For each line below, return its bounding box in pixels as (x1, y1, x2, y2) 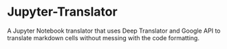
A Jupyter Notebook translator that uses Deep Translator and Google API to (7, 27, 221, 35)
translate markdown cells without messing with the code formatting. (7, 33, 199, 42)
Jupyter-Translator (7, 4, 118, 20)
